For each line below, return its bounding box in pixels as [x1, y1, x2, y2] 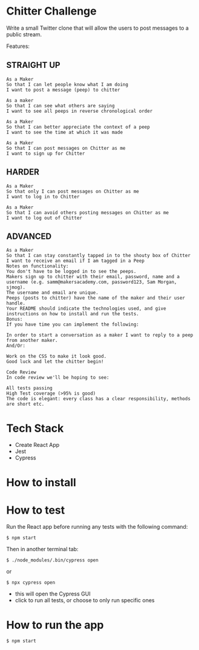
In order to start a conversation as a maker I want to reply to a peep [6, 332, 194, 338]
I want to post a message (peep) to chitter [6, 87, 120, 93]
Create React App [15, 441, 60, 449]
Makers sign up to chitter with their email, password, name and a [6, 274, 180, 280]
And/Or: [6, 343, 26, 349]
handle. [6, 300, 26, 307]
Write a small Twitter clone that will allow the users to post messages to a [6, 24, 189, 32]
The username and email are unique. [6, 290, 99, 296]
